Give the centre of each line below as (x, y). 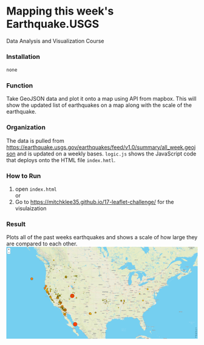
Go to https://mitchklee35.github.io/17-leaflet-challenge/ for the (94, 202)
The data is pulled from (36, 140)
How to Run (24, 176)
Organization (26, 128)
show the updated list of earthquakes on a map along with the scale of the (99, 105)
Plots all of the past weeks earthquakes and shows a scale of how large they (102, 237)
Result (16, 224)
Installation (23, 56)
